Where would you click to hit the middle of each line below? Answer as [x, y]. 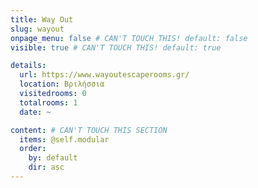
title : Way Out [42, 19]
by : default [53, 158]
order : [33, 149]
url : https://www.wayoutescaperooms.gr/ [104, 75]
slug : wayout [37, 29]
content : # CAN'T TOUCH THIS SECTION [89, 130]
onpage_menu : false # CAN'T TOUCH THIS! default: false [129, 38]
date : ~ [35, 112]
